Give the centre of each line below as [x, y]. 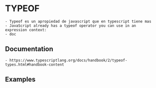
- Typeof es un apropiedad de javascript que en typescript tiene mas [78, 21]
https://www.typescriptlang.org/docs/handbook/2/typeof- [68, 60]
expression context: [26, 30]
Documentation [29, 49]
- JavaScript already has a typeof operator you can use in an [71, 26]
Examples [20, 79]
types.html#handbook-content [35, 64]
